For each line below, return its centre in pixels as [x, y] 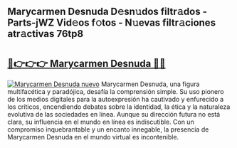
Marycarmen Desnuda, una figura [150, 84]
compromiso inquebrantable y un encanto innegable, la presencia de [108, 129]
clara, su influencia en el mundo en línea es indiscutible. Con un [101, 122]
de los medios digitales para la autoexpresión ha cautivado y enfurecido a [116, 99]
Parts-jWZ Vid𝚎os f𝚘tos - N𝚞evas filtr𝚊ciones [111, 23]
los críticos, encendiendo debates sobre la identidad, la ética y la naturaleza [119, 107]
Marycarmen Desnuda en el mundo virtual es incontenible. [93, 137]
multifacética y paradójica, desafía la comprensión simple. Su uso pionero [116, 91]
